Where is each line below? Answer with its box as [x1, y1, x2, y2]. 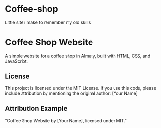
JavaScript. [5, 58, 28, 64]
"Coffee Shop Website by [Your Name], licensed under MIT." [5, 117, 127, 123]
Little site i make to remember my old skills [5, 20, 91, 25]
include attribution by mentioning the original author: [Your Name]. [5, 90, 139, 96]
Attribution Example [5, 105, 68, 113]
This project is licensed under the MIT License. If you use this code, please [5, 85, 157, 91]
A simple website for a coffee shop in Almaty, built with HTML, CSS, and [5, 53, 151, 59]
